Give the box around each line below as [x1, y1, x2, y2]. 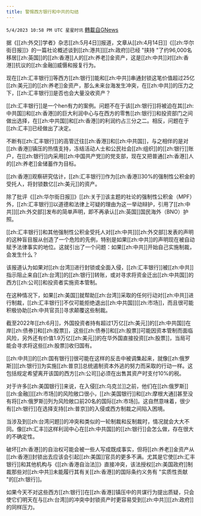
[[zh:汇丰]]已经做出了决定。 [6, 124, 74, 132]
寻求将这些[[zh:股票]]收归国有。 [16, 342, 95, 349]
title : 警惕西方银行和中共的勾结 [6, 8, 79, 15]
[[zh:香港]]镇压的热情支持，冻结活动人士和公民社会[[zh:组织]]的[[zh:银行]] [6, 145, 189, 152]
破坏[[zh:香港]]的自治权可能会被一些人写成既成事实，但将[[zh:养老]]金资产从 [6, 446, 194, 453]
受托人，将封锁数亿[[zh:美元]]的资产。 [6, 180, 101, 187]
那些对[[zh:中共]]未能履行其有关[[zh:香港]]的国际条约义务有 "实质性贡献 [11, 468, 188, 475]
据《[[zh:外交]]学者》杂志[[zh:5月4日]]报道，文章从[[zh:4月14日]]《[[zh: [6, 38, 184, 46]
